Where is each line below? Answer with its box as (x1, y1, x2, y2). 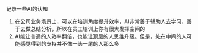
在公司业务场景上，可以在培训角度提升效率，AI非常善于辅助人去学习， (14, 18, 187, 25)
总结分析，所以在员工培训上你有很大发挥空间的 (30, 26, 146, 32)
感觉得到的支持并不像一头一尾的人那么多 (20, 40, 120, 47)
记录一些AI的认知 (6, 5, 48, 12)
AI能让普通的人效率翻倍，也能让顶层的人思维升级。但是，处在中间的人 (14, 33, 187, 40)
